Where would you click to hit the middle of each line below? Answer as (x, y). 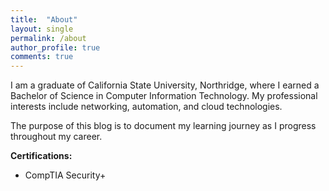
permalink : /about (48, 38)
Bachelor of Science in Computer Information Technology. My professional (164, 96)
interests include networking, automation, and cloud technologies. (146, 107)
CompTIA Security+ (65, 175)
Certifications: (41, 156)
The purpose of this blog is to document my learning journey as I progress (163, 126)
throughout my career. (56, 137)
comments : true (42, 57)
